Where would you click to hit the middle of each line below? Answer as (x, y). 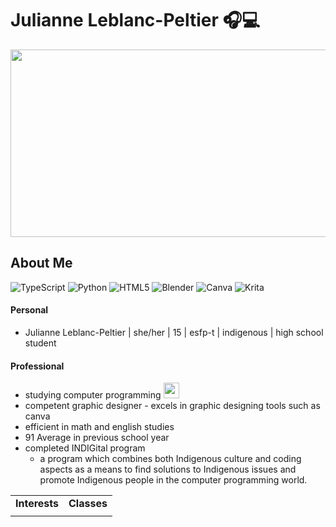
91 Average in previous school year (97, 438)
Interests (37, 504)
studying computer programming (93, 395)
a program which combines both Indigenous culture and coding (170, 459)
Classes (88, 504)
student (40, 343)
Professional (37, 366)
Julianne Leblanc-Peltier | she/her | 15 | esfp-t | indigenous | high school (174, 332)
